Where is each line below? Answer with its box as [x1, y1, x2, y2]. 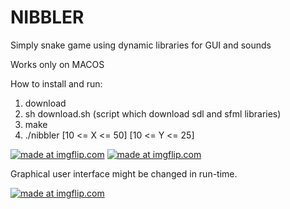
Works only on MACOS [10, 58, 105, 70]
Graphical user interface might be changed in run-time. [10, 167, 238, 180]
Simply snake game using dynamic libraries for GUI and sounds [10, 39, 272, 51]
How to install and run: [10, 77, 103, 90]
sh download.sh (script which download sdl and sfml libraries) [24, 107, 282, 120]
